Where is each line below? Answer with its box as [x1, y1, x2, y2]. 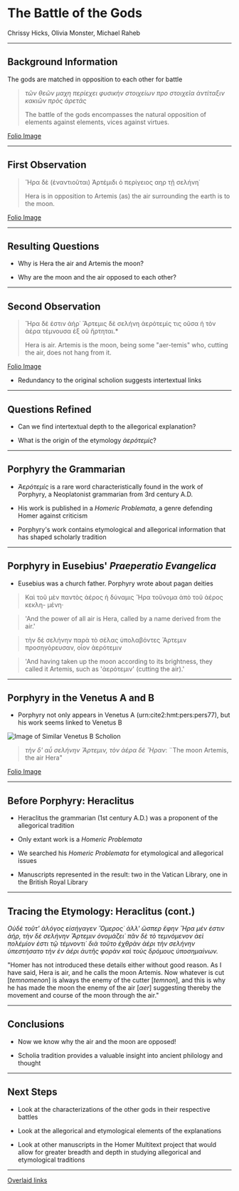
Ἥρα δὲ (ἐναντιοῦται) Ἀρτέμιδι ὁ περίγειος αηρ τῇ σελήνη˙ [24, 178, 201, 186]
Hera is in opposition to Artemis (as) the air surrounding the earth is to [24, 191, 230, 200]
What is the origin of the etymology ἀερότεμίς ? [17, 436, 156, 444]
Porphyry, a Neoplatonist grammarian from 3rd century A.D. [17, 490, 193, 499]
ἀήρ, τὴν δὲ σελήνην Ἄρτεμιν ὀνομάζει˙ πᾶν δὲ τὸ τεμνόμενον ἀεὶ [7, 932, 204, 941]
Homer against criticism [17, 511, 87, 520]
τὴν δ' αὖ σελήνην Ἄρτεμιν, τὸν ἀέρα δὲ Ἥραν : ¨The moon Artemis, [24, 746, 229, 755]
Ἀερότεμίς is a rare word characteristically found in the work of [17, 482, 203, 491]
